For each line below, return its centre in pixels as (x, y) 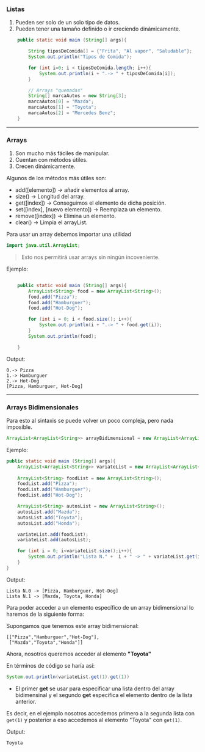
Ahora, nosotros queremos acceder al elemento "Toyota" (79, 654)
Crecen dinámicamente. (45, 166)
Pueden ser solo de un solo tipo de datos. (67, 23)
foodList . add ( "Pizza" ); (48, 484)
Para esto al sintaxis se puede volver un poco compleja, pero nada (90, 421)
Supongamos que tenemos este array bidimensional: (73, 626)
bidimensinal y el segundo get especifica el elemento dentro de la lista (104, 695)
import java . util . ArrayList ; (43, 246)
